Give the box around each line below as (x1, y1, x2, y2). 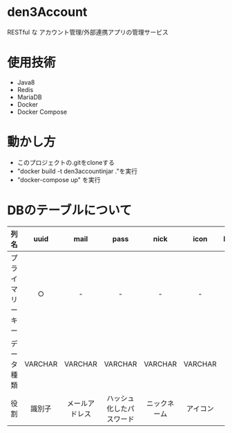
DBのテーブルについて (7, 202, 133, 218)
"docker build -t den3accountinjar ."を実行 (17, 167, 138, 175)
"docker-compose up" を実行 (17, 175, 101, 184)
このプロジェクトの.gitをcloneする (17, 158, 115, 166)
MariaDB (17, 93, 43, 101)
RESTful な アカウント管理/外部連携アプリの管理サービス (7, 28, 169, 36)
